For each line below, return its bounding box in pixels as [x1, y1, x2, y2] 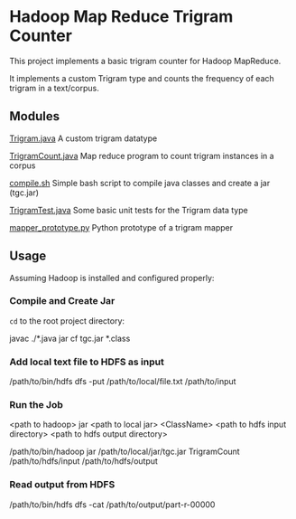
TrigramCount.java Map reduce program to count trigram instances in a [9, 150, 274, 161]
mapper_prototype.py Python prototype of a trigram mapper [9, 222, 234, 232]
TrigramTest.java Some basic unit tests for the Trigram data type [9, 204, 248, 215]
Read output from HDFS [9, 478, 116, 491]
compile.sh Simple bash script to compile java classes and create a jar [9, 177, 271, 188]
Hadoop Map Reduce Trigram [9, 6, 234, 27]
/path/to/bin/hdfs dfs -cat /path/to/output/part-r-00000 [9, 499, 216, 510]
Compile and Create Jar [9, 295, 116, 307]
